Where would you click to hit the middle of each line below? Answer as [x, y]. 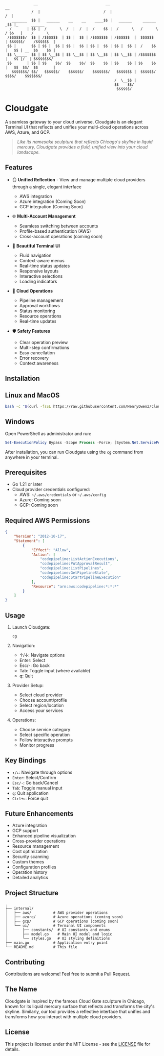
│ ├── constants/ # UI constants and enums [58, 930]
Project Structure [32, 893]
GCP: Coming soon [39, 505]
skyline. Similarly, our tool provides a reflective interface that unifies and [78, 1011]
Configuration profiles [34, 867]
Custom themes [28, 862]
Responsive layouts [39, 271]
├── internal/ [20, 909]
